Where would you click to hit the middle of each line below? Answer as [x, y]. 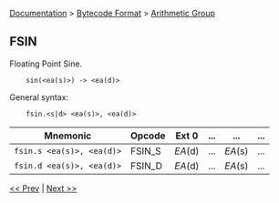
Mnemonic [68, 136]
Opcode [148, 136]
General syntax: [39, 97]
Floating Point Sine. [46, 64]
